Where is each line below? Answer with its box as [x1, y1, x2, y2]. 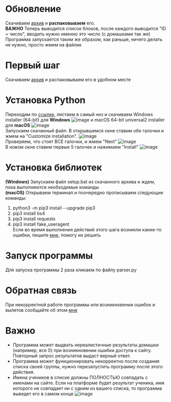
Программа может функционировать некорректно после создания [12, 358, 160, 364]
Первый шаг [5, 60, 60, 72]
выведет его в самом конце [12, 390, 74, 396]
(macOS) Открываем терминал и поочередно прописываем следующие [5, 190, 163, 196]
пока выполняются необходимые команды [5, 184, 100, 190]
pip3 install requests [12, 216, 56, 222]
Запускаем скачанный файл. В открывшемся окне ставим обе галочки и [5, 127, 164, 133]
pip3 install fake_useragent [12, 221, 70, 227]
